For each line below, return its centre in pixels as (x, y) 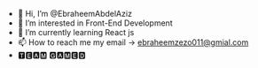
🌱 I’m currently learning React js (76, 32)
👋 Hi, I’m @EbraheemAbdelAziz (75, 14)
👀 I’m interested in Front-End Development (95, 23)
